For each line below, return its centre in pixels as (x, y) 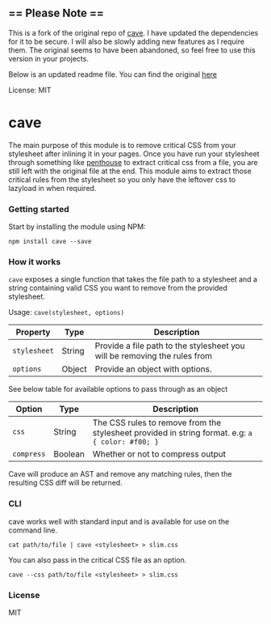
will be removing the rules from (153, 356)
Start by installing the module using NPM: (77, 227)
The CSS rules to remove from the (157, 422)
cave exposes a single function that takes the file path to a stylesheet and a (133, 279)
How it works (35, 261)
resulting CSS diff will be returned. (65, 483)
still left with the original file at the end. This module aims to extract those (130, 171)
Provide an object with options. (153, 369)
